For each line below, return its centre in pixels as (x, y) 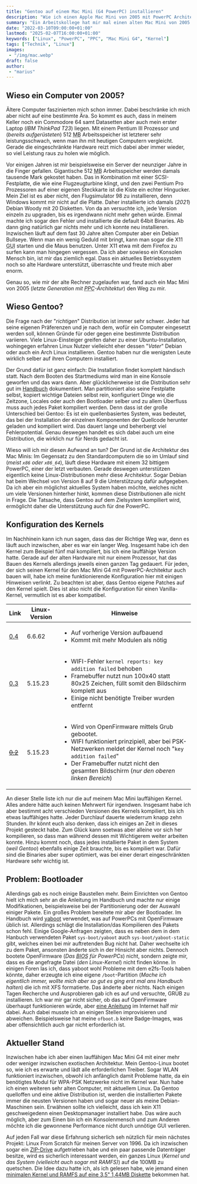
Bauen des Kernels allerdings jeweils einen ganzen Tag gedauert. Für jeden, (98, 564)
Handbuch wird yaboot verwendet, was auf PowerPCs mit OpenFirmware (95, 918)
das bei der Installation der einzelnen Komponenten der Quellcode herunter (97, 420)
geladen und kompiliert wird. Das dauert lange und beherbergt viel (86, 426)
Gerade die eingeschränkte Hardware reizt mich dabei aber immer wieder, (96, 147)
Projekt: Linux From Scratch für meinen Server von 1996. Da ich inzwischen (97, 1143)
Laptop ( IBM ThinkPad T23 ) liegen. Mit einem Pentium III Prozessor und (93, 128)
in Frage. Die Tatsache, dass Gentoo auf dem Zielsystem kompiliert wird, (94, 499)
